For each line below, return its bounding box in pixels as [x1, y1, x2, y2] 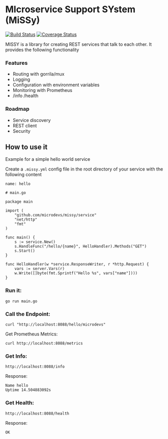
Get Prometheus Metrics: [5, 331, 58, 337]
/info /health [12, 93, 39, 99]
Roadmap [5, 106, 30, 113]
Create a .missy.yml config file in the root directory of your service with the [5, 166, 163, 172]
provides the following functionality [5, 46, 79, 53]
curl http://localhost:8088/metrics [5, 340, 83, 346]
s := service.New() [14, 239, 56, 245]
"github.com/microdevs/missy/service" [14, 213, 97, 218]
